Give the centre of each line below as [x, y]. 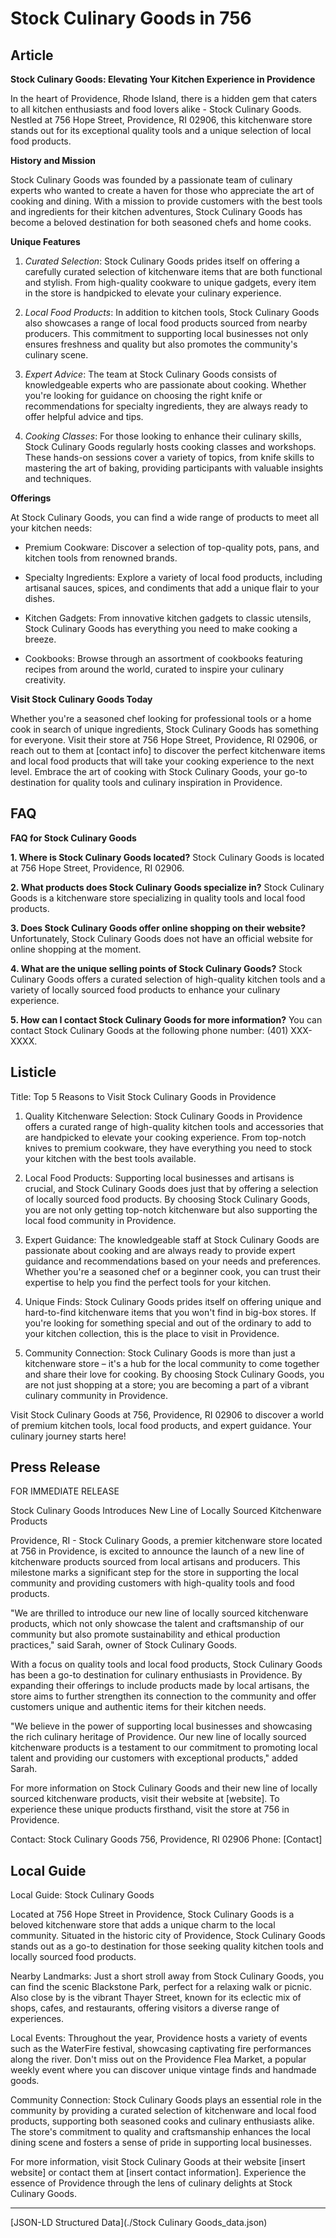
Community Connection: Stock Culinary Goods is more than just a [160, 1353]
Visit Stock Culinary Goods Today [81, 699]
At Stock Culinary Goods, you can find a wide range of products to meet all [165, 517]
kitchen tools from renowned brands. [101, 558]
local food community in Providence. [100, 1220]
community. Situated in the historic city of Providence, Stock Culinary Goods [168, 1936]
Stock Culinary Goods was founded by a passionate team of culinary [151, 180]
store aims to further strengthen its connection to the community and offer [163, 1696]
